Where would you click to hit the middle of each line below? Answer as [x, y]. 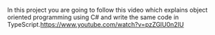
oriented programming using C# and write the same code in [93, 17]
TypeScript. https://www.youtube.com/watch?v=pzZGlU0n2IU [96, 24]
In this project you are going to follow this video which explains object [107, 10]
